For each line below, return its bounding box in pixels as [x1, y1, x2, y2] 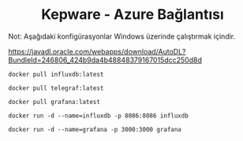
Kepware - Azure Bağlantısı [41, 6, 224, 24]
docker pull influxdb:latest [8, 70, 104, 78]
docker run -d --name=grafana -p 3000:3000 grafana [8, 125, 181, 133]
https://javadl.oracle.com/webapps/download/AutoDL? [8, 46, 187, 56]
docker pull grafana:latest [8, 98, 101, 106]
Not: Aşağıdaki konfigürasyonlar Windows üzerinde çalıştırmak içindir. [8, 32, 236, 41]
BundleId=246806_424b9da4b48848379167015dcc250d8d [8, 55, 203, 65]
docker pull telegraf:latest [8, 84, 104, 92]
